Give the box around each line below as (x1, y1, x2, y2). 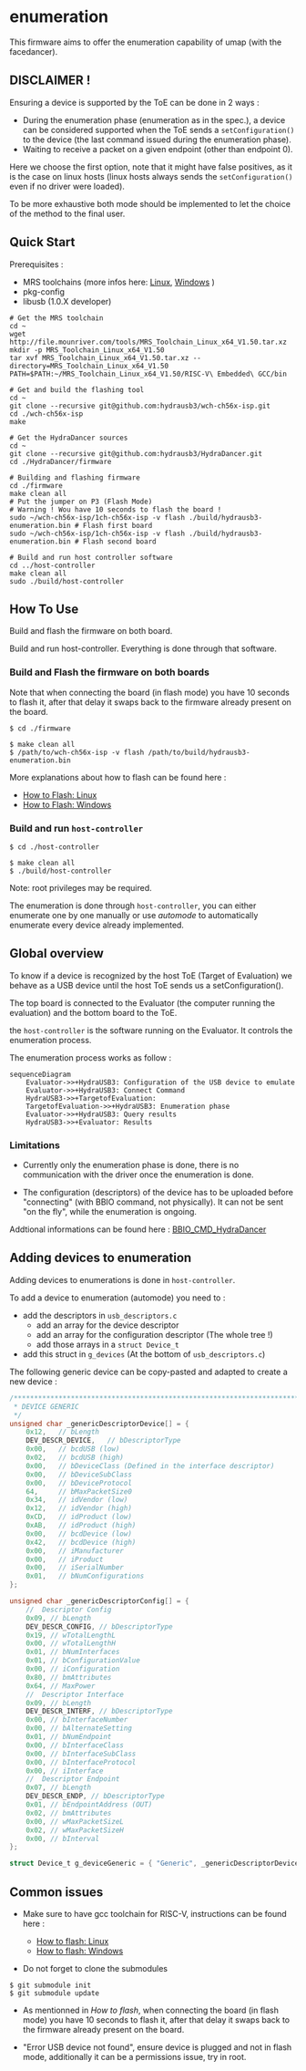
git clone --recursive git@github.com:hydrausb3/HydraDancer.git (9, 449, 262, 458)
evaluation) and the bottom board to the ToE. (9, 1007, 178, 1018)
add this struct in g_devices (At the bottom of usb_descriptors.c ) (22, 1348, 266, 1360)
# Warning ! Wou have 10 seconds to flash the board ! (9, 504, 222, 514)
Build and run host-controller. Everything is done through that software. (9, 643, 278, 654)
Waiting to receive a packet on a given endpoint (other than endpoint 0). (22, 143, 293, 154)
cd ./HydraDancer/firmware (9, 457, 112, 466)
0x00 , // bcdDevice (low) (25, 1529, 132, 1538)
